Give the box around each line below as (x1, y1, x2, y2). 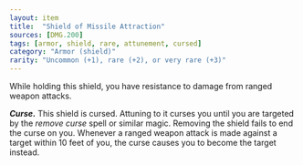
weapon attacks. (9, 90, 72, 101)
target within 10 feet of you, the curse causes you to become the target (9, 138, 277, 148)
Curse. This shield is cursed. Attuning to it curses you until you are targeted (9, 108, 295, 119)
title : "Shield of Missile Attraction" (9, 22, 166, 31)
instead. (9, 147, 40, 158)
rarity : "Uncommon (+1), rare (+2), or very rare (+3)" (9, 56, 226, 65)
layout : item (9, 13, 59, 23)
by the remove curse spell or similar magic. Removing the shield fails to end (9, 118, 294, 129)
